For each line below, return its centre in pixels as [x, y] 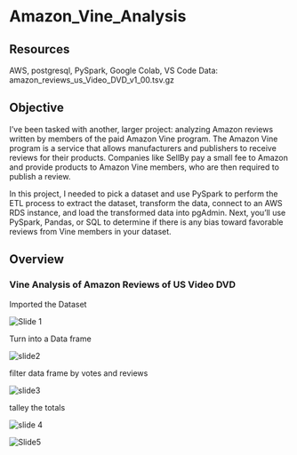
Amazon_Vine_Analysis [98, 16]
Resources [40, 49]
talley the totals [37, 407]
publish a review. [40, 176]
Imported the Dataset [48, 304]
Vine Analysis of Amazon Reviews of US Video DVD [123, 284]
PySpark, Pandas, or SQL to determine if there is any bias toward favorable [146, 222]
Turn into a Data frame [50, 339]
